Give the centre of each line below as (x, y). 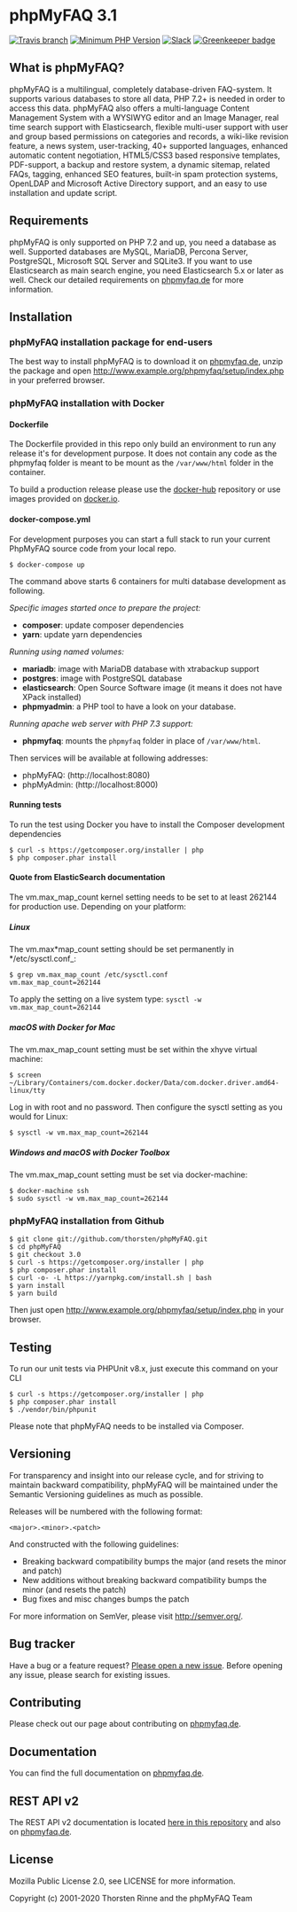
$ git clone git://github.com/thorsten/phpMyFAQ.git (109, 1239)
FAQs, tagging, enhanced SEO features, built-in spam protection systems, (144, 174)
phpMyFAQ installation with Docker (87, 403)
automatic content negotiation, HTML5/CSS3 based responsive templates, (145, 155)
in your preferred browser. (57, 380)
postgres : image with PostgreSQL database (102, 678)
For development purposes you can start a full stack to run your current (140, 539)
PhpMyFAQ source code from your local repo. (93, 548)
